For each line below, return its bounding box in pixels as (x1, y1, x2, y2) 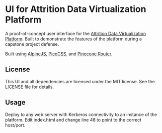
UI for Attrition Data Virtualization (5, 3, 147, 15)
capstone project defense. (5, 41, 59, 47)
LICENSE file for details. (5, 84, 54, 90)
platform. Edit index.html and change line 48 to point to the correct (5, 117, 142, 123)
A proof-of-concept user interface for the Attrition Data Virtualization (5, 30, 146, 36)
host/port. (5, 122, 26, 128)
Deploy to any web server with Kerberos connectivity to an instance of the (5, 111, 158, 118)
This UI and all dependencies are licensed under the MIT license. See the (5, 78, 155, 84)
